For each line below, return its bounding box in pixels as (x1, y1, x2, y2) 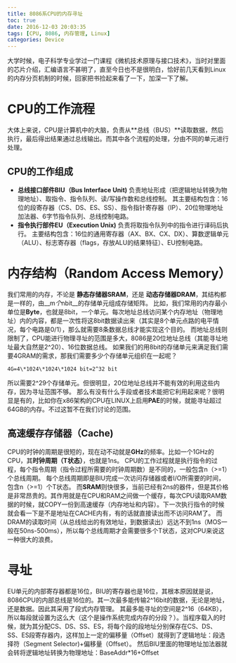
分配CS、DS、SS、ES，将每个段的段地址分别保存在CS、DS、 (37, 622, 216, 630)
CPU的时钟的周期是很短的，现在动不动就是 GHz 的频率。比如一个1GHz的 (7, 447, 214, 456)
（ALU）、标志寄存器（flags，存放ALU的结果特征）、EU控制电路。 (17, 238, 207, 246)
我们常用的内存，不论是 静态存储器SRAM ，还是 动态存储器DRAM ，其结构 (7, 290, 221, 298)
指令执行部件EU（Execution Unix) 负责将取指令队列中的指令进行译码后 (17, 220, 223, 229)
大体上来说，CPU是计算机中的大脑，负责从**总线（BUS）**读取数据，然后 (7, 126, 224, 134)
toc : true (7, 17, 37, 24)
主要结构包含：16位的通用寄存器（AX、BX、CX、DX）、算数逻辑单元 (31, 229, 229, 238)
